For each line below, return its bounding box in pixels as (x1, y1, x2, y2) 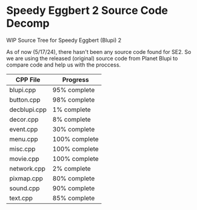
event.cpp (9, 125, 38, 133)
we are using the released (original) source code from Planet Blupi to (6, 54, 178, 62)
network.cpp (9, 164, 45, 172)
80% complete (52, 174, 95, 182)
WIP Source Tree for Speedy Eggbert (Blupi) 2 (6, 36, 122, 44)
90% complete (52, 184, 95, 192)
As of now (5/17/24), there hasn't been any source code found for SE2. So (6, 48, 192, 55)
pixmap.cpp (9, 174, 44, 182)
